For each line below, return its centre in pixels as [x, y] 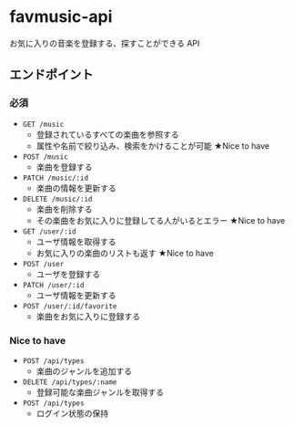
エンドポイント [51, 75]
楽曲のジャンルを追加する [84, 370]
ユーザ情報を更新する [76, 295]
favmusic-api [61, 17]
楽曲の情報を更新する [76, 188]
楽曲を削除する [64, 209]
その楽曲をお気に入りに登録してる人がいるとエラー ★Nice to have [161, 220]
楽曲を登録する [64, 167]
